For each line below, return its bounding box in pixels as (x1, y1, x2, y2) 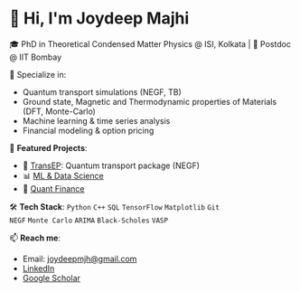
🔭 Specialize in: (9, 69, 67, 80)
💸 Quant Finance (22, 183, 85, 193)
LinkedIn (22, 262, 55, 274)
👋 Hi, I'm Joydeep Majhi (9, 8, 190, 29)
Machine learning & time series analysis (22, 115, 171, 126)
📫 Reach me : (9, 232, 61, 243)
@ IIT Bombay (9, 52, 62, 62)
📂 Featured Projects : (9, 142, 88, 153)
